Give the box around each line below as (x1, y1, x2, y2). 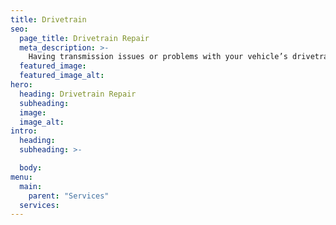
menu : (10, 172, 33, 182)
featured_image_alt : (19, 71, 105, 81)
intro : (10, 126, 38, 136)
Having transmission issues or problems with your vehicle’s (28, 52, 288, 62)
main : (19, 181, 43, 191)
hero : (10, 80, 33, 90)
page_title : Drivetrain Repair (19, 33, 150, 43)
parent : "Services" (28, 191, 110, 201)
